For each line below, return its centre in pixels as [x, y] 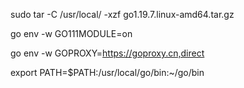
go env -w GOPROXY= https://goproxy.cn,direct [107, 53]
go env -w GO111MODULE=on [71, 33]
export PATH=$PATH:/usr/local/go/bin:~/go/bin [107, 72]
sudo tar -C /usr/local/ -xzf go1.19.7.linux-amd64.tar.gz [122, 14]
